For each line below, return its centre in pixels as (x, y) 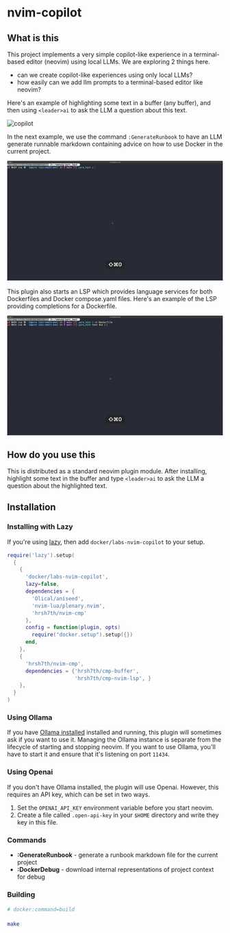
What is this (33, 38)
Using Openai (30, 772)
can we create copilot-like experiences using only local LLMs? (105, 75)
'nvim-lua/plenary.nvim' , (69, 606)
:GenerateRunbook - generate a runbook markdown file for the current (117, 855)
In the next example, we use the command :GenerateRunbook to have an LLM (115, 137)
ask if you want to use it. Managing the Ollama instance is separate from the (114, 740)
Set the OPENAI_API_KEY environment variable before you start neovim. (115, 807)
